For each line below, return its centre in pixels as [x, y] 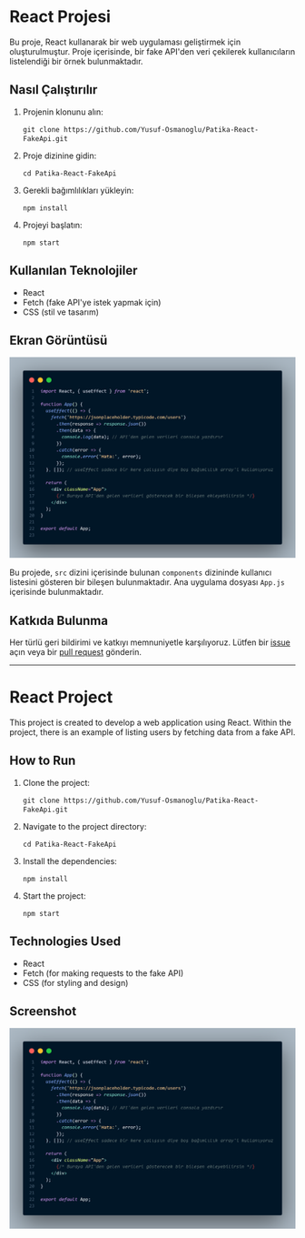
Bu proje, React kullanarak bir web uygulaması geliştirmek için [125, 42]
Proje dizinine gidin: [59, 156]
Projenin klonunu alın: [63, 112]
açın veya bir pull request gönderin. [76, 652]
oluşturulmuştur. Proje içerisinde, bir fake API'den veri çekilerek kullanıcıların [152, 51]
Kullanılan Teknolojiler [74, 271]
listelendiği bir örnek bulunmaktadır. [76, 61]
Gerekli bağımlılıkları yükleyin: [78, 190]
